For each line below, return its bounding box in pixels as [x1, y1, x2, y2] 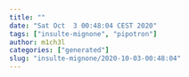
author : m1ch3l [9, 37, 66, 47]
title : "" [9, 12, 46, 22]
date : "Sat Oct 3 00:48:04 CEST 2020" [9, 21, 158, 30]
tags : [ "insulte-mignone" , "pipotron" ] [9, 29, 158, 38]
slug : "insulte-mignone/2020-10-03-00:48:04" [9, 54, 181, 63]
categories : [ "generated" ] [9, 46, 110, 55]
